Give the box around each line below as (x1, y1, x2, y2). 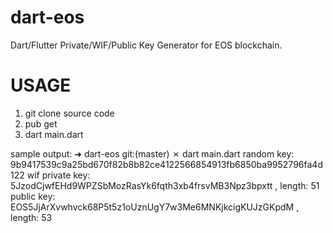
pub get (24, 117, 58, 130)
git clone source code (24, 107, 115, 119)
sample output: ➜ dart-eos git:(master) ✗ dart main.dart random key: (10, 147, 295, 160)
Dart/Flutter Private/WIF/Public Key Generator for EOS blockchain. (10, 39, 283, 51)
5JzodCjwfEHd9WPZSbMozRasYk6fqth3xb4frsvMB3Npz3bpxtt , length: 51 (10, 179, 320, 191)
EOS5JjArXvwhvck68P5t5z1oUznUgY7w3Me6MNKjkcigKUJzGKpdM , (10, 201, 300, 213)
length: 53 (10, 211, 53, 223)
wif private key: (26, 169, 91, 181)
